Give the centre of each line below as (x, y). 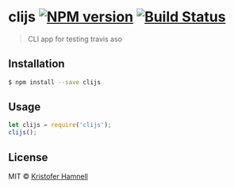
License (28, 157)
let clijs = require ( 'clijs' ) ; (60, 125)
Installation (36, 64)
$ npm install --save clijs (55, 82)
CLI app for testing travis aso (75, 39)
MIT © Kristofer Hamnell (48, 176)
